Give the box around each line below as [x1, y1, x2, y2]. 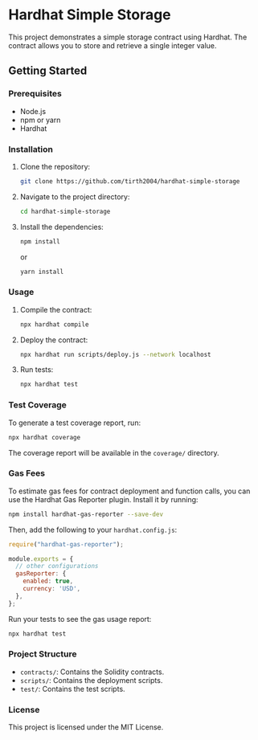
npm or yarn [19, 115, 61, 125]
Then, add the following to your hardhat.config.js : [8, 525, 178, 534]
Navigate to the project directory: [19, 191, 130, 202]
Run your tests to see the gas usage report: [8, 614, 152, 623]
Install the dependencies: [19, 222, 104, 231]
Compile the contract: [19, 305, 92, 314]
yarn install [19, 268, 64, 276]
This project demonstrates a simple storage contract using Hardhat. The [8, 32, 248, 42]
